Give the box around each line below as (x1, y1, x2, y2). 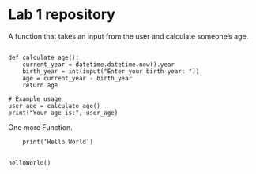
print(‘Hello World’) (22, 138, 93, 146)
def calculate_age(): (8, 54, 80, 61)
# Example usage (8, 94, 62, 103)
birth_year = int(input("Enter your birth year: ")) (22, 67, 200, 76)
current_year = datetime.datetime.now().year (22, 61, 175, 68)
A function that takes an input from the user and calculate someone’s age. (8, 31, 249, 41)
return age (22, 81, 58, 89)
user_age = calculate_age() (8, 102, 101, 109)
